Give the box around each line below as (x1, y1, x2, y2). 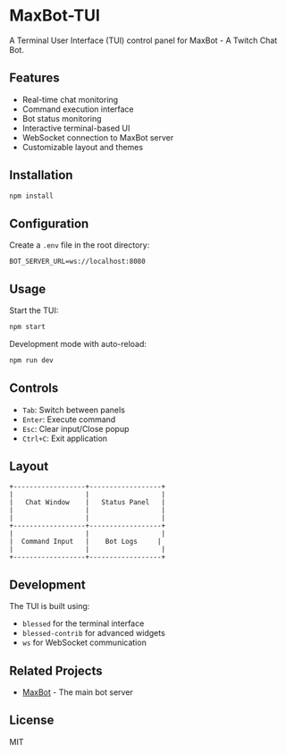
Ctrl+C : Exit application (21, 433, 108, 444)
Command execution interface (21, 104, 134, 114)
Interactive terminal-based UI (21, 123, 130, 133)
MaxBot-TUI (9, 5, 101, 26)
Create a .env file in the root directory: (9, 240, 150, 250)
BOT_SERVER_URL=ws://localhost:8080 (9, 257, 146, 267)
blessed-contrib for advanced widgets (21, 628, 165, 639)
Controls (9, 381, 59, 396)
